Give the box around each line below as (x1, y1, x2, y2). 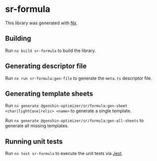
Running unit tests (5, 137, 63, 146)
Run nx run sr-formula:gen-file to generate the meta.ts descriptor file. (5, 75, 152, 81)
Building (5, 34, 31, 43)
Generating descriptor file (5, 62, 87, 71)
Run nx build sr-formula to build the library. (5, 47, 96, 53)
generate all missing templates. (5, 123, 69, 129)
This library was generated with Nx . (5, 20, 78, 26)
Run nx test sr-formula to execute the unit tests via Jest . (5, 151, 123, 157)
